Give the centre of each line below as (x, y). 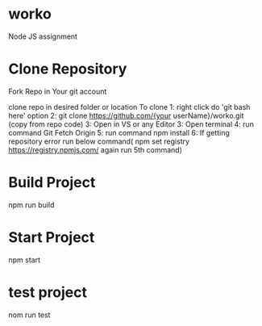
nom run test (29, 315)
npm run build (31, 205)
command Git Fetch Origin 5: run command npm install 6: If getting (119, 132)
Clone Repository (68, 69)
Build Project (52, 183)
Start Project (52, 237)
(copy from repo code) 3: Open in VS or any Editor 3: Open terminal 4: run (131, 124)
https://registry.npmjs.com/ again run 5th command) (96, 149)
